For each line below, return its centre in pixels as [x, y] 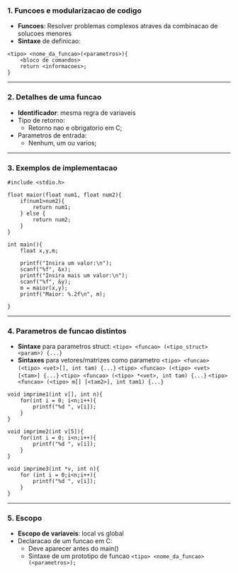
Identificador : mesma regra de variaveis [76, 113]
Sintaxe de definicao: [49, 41]
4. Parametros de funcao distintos [67, 330]
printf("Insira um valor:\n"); [66, 263]
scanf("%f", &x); [46, 269]
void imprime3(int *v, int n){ [53, 469]
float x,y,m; [39, 250]
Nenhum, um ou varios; [62, 143]
